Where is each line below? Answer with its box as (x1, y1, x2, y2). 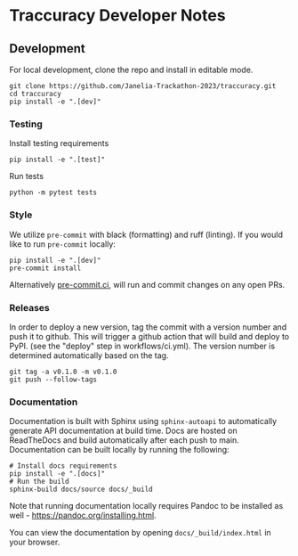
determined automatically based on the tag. (9, 349, 169, 361)
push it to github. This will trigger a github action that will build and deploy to (9, 331, 290, 341)
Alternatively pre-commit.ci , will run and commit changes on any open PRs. (9, 279, 286, 290)
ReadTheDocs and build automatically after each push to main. (9, 435, 240, 446)
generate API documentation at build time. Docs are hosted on (9, 425, 238, 437)
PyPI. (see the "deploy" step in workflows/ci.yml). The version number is (9, 340, 276, 351)
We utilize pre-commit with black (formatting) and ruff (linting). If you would (9, 229, 283, 240)
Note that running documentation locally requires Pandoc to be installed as (9, 501, 284, 511)
